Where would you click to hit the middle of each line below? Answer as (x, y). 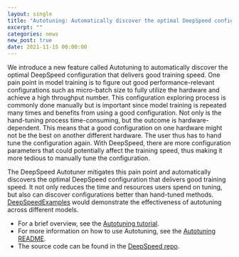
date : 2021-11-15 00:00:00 (47, 47)
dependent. (24, 128)
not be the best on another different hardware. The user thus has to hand (115, 135)
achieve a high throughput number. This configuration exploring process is (117, 98)
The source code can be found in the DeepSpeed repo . (99, 246)
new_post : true (30, 41)
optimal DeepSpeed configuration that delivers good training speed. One (114, 75)
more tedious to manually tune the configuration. (79, 158)
